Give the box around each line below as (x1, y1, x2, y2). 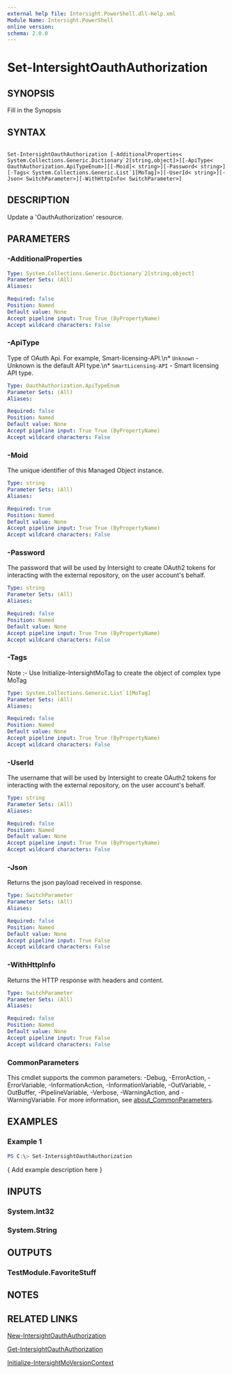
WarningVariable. (7, 1095, 57, 1104)
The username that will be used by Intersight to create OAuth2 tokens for (7, 773, 217, 782)
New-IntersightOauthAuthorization (7, 1331, 107, 1340)
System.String (7, 1225, 58, 1235)
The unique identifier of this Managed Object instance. (7, 466, 164, 475)
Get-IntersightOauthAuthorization (7, 1345, 103, 1354)
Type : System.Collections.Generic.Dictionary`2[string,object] (7, 270, 195, 277)
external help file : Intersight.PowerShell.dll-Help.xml (7, 10, 176, 17)
